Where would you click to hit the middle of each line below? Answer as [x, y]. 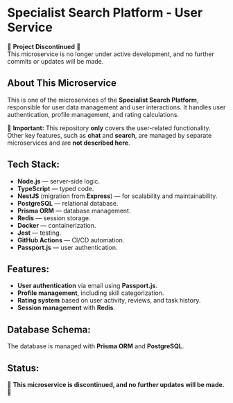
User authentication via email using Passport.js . [87, 286]
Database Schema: [49, 329]
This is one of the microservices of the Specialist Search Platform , [103, 100]
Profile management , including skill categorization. [90, 293]
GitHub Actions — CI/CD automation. [71, 240]
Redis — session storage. [54, 218]
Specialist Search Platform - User [105, 13]
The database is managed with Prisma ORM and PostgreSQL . [96, 346]
